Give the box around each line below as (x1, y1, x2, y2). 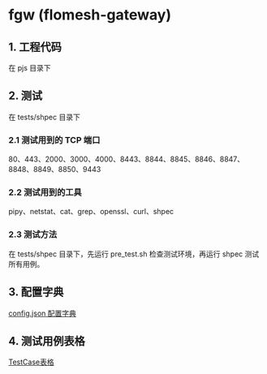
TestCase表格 (8, 357, 54, 367)
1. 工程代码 (8, 40, 62, 54)
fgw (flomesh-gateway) (8, 6, 172, 24)
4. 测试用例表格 (8, 334, 85, 348)
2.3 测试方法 (8, 229, 58, 240)
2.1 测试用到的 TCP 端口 (8, 134, 101, 145)
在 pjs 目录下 (8, 63, 51, 72)
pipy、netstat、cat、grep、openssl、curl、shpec (8, 207, 174, 217)
